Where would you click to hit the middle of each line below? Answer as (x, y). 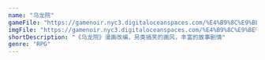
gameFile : (24, 23)
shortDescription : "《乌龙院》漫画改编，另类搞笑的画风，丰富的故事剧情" (117, 37)
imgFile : (22, 30)
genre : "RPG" (30, 44)
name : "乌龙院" (31, 15)
